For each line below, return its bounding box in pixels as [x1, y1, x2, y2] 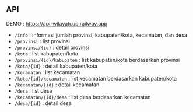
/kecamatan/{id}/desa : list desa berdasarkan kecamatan [14, 93, 151, 100]
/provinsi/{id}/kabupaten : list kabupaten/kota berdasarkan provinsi [14, 56, 180, 63]
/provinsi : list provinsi [14, 37, 70, 44]
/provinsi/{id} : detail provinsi [14, 44, 89, 51]
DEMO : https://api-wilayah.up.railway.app [6, 20, 108, 27]
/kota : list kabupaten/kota [14, 50, 79, 57]
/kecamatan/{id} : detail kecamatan [14, 81, 100, 88]
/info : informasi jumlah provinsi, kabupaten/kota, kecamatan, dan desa [14, 32, 188, 38]
